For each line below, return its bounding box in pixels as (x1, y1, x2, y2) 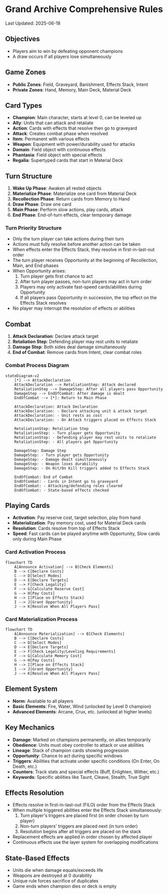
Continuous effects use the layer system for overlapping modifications (12, 839, 158, 845)
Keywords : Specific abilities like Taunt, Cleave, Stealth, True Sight (12, 774, 150, 780)
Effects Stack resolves (20, 300, 67, 306)
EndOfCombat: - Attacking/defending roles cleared (14, 483, 123, 488)
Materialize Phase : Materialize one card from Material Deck (12, 191, 137, 197)
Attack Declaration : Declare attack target (12, 333, 99, 339)
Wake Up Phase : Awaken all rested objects (12, 185, 102, 192)
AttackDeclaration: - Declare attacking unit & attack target (14, 408, 147, 413)
